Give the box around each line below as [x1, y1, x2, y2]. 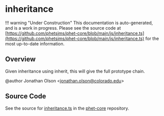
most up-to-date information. [5, 40, 65, 46]
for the [145, 36, 160, 41]
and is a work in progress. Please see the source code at [5, 25, 121, 31]
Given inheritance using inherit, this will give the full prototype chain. [5, 68, 145, 74]
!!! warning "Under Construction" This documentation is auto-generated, [5, 20, 153, 26]
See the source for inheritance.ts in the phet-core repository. [5, 105, 129, 111]
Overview [5, 55, 36, 64]
